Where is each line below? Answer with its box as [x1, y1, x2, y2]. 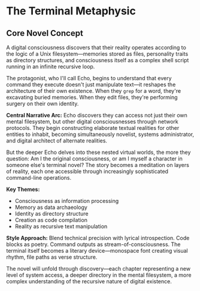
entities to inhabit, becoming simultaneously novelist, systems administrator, [6, 131, 195, 138]
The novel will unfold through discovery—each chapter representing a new [6, 265, 190, 272]
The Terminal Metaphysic [6, 4, 136, 18]
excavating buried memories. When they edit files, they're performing [6, 94, 178, 101]
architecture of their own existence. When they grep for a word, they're [6, 87, 181, 94]
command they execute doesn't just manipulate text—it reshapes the [6, 81, 176, 88]
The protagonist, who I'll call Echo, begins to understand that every [6, 75, 172, 81]
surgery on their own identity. [6, 100, 79, 107]
